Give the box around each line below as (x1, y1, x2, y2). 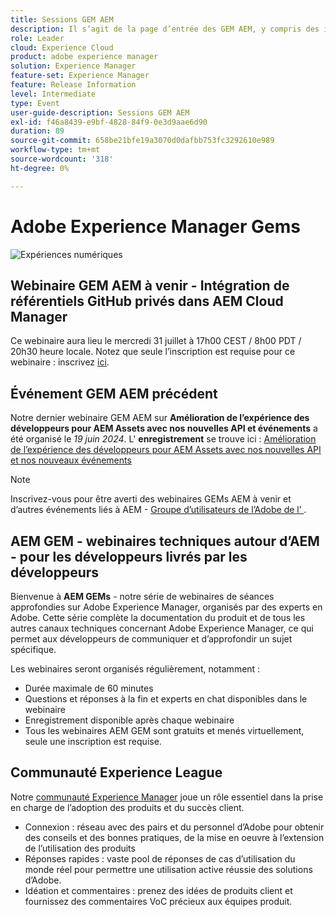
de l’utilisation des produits (24, 842, 136, 854)
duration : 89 (10, 126, 65, 136)
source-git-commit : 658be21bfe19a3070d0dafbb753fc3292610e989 (10, 136, 275, 146)
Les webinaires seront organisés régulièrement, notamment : (10, 663, 261, 675)
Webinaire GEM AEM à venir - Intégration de (10, 277, 290, 294)
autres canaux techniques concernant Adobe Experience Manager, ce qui (10, 622, 314, 634)
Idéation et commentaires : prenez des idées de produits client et (24, 884, 293, 896)
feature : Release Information (10, 80, 137, 90)
